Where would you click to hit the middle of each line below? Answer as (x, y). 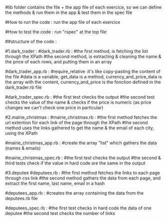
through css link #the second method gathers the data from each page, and (83, 178)
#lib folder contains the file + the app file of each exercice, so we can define (83, 7)
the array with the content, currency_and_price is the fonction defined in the (83, 82)
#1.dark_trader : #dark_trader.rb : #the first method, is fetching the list (77, 51)
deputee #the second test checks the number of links (60, 213)
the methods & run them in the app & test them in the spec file (69, 12)
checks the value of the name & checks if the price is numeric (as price (78, 102)
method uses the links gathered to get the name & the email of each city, (80, 128)
